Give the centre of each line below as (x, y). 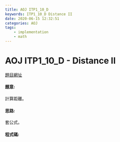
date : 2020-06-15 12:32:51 (32, 18)
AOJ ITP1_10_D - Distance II (60, 61)
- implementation (31, 32)
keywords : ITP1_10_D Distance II (39, 14)
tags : (10, 28)
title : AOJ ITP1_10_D (27, 9)
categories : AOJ (21, 23)
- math (20, 37)
